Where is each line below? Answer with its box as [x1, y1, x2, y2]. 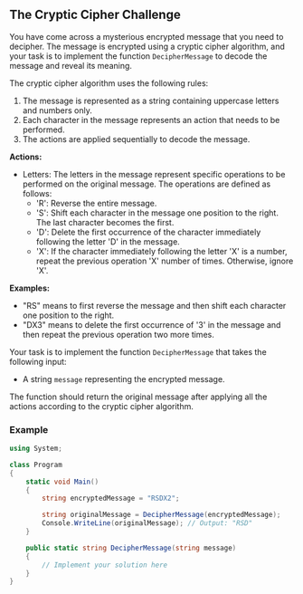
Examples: [9, 283, 50, 293]
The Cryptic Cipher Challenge [9, 7, 181, 23]
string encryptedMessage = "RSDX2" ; [42, 493, 180, 503]
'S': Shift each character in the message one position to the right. [35, 207, 279, 218]
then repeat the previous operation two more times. [22, 329, 214, 340]
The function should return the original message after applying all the [9, 391, 268, 402]
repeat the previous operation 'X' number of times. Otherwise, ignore [35, 255, 294, 266]
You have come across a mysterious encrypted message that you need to [9, 31, 284, 42]
